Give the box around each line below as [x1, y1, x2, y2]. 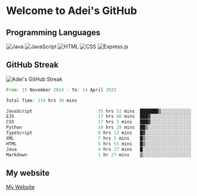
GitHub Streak [6, 60, 59, 70]
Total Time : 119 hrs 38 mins [6, 97, 77, 103]
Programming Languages [6, 28, 101, 38]
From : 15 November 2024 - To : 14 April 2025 [6, 87, 117, 93]
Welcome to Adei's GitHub [6, 4, 137, 18]
